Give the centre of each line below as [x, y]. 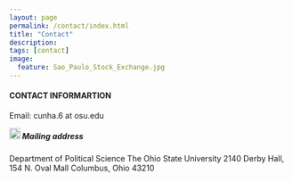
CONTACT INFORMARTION [61, 95]
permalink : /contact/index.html [69, 26]
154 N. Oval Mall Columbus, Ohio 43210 [82, 168]
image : [21, 59]
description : [33, 42]
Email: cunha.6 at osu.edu [57, 116]
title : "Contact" [41, 34]
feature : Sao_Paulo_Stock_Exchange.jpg [91, 68]
